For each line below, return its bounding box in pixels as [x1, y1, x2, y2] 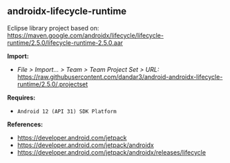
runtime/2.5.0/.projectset [17, 79, 88, 88]
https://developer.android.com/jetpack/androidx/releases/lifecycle [17, 148, 206, 156]
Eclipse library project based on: [7, 23, 99, 32]
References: [7, 120, 44, 128]
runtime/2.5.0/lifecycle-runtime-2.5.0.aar [7, 38, 123, 47]
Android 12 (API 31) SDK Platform [17, 108, 117, 115]
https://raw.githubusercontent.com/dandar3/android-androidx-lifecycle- [17, 73, 223, 81]
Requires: [7, 93, 36, 102]
